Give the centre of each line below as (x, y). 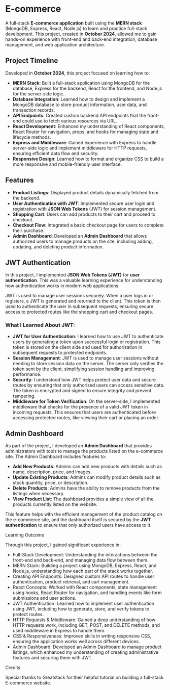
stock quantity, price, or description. (50, 483)
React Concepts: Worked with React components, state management (85, 587)
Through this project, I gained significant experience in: (63, 545)
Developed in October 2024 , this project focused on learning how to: (78, 73)
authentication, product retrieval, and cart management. (71, 582)
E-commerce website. (28, 683)
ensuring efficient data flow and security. (56, 153)
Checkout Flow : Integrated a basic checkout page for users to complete (88, 225)
